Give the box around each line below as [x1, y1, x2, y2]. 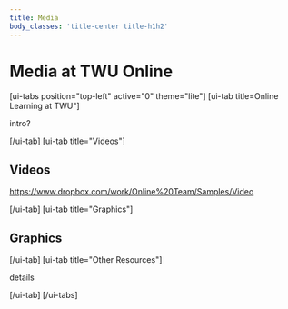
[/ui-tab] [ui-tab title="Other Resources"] [9, 254, 163, 265]
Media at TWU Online [9, 61, 174, 82]
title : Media [9, 13, 59, 23]
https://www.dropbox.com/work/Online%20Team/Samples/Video [9, 186, 254, 197]
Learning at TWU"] [9, 101, 80, 112]
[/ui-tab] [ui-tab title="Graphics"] [9, 204, 134, 214]
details [9, 272, 35, 283]
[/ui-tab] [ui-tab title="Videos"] [9, 135, 125, 146]
